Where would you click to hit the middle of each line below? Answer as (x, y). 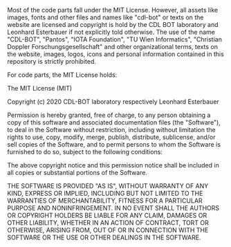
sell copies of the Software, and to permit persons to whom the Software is (114, 144)
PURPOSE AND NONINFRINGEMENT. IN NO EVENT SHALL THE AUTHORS (113, 208)
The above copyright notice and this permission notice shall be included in (113, 165)
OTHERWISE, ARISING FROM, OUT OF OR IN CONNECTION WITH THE (108, 230)
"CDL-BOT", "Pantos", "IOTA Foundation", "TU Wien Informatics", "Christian (115, 39)
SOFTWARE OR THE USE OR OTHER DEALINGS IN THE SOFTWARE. (104, 237)
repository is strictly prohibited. (52, 61)
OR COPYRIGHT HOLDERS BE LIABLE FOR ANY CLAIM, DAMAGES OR (107, 215)
